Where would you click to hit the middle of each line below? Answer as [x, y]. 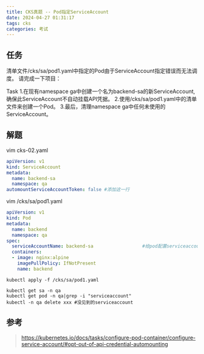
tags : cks [19, 23]
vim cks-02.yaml [27, 150]
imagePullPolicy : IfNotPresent [57, 263]
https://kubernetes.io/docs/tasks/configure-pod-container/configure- [108, 338]
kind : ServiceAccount [34, 167]
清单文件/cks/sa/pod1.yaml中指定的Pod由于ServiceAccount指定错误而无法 [99, 71]
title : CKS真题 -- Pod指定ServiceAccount [58, 12]
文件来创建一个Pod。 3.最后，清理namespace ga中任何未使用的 [86, 106]
